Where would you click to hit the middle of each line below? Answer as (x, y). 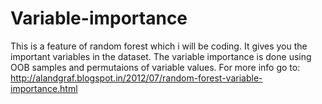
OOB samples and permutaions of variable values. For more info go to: (155, 67)
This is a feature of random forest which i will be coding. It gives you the (159, 46)
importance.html (44, 88)
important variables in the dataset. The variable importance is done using (161, 56)
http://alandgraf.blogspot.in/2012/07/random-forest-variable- (136, 78)
